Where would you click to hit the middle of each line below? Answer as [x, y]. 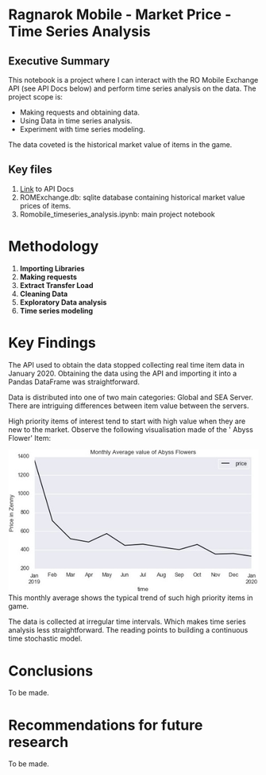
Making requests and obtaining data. [80, 112]
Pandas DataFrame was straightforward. [74, 382]
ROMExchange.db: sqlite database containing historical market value [132, 197]
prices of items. [45, 205]
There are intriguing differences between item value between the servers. [129, 405]
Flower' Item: [30, 438]
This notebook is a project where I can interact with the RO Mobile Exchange [133, 80]
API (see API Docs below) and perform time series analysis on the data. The [132, 88]
